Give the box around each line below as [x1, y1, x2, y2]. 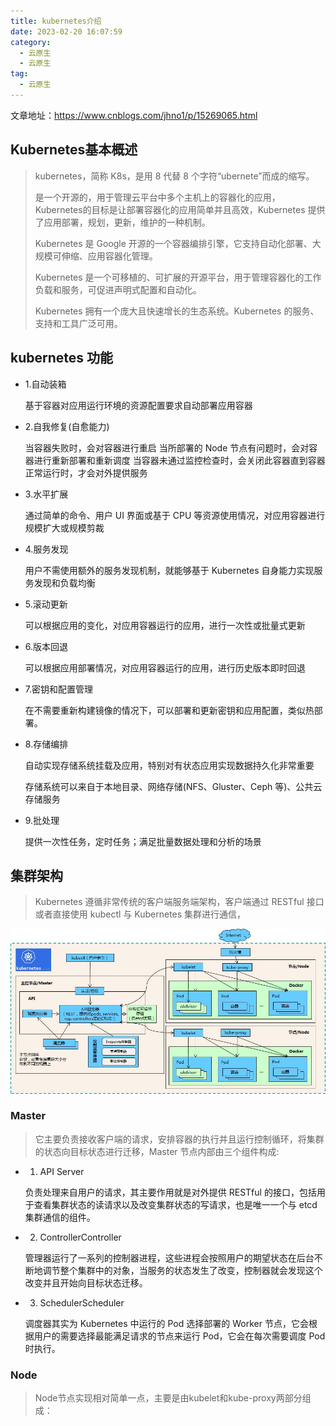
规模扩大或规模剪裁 [24, 521, 105, 534]
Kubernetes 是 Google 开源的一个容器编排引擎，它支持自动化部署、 [34, 237, 313, 249]
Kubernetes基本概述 [10, 141, 138, 159]
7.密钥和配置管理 [24, 683, 94, 695]
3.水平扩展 [24, 488, 69, 500]
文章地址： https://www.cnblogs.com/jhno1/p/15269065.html [10, 109, 258, 121]
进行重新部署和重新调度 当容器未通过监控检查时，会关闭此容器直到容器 [33, 454, 326, 466]
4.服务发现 [24, 543, 69, 555]
